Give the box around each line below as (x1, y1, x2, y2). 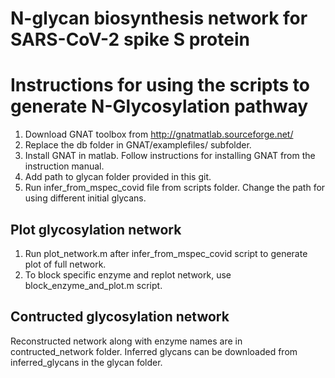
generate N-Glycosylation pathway (10, 95, 309, 118)
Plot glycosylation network (10, 221, 182, 238)
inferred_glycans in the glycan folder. (10, 356, 163, 368)
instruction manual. (24, 160, 105, 172)
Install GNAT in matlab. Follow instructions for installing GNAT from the (24, 150, 316, 162)
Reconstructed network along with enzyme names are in (10, 335, 243, 347)
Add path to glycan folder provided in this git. (24, 171, 212, 183)
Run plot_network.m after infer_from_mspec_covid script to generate (24, 247, 308, 259)
